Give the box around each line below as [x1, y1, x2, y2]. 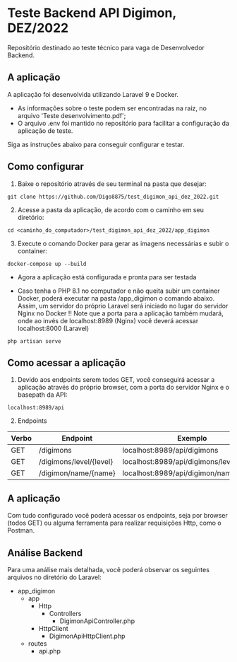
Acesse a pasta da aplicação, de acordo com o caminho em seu [17, 205, 205, 214]
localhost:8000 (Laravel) [17, 324, 90, 332]
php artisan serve [7, 337, 61, 344]
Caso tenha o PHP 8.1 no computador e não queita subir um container [17, 286, 220, 295]
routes [28, 639, 47, 648]
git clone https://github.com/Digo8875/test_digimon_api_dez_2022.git [7, 193, 219, 200]
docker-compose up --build [7, 260, 87, 267]
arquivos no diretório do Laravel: [7, 573, 102, 581]
